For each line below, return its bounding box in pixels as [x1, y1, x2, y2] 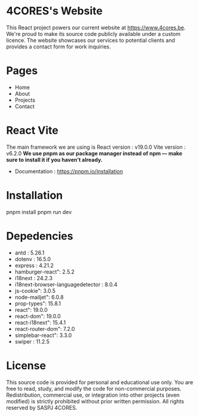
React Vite [6, 124, 58, 137]
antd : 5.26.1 [14, 249, 45, 256]
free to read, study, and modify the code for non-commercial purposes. [6, 385, 182, 392]
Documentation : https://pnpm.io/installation [14, 167, 123, 174]
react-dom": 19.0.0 [14, 312, 61, 320]
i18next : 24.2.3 [14, 274, 52, 281]
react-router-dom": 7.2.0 [14, 325, 76, 332]
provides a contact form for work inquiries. [6, 43, 111, 50]
